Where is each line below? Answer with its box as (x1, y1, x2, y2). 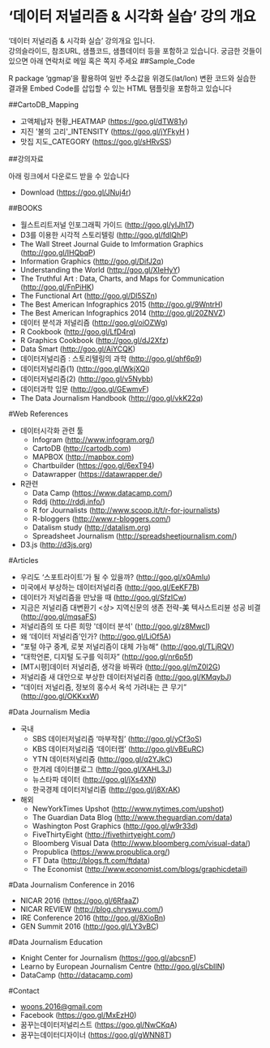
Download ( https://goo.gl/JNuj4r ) (19, 187, 131, 197)
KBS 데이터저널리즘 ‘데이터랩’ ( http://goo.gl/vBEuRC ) (32, 744, 204, 754)
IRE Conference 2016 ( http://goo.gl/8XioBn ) (19, 913, 166, 922)
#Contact (8, 986, 40, 995)
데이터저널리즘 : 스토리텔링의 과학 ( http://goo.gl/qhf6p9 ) (19, 354, 203, 363)
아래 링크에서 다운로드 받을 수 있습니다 (8, 171, 130, 181)
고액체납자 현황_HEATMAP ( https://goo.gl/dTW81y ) (19, 116, 188, 126)
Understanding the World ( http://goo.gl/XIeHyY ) (19, 264, 181, 274)
